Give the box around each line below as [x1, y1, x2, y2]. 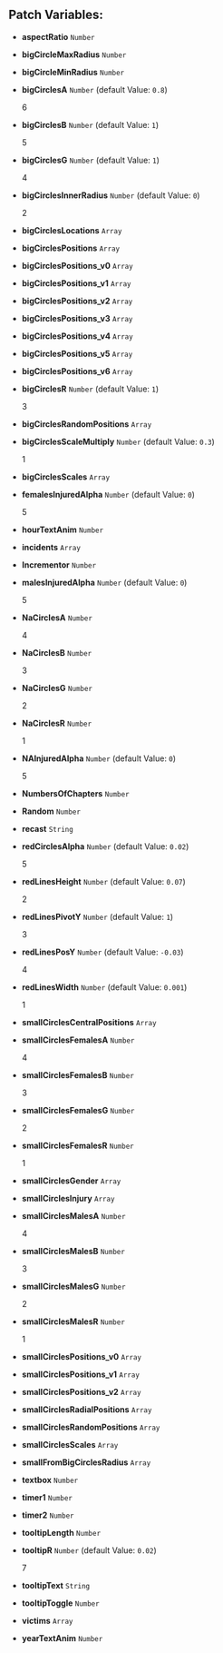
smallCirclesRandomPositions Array [21, 1421, 160, 1432]
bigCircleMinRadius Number [21, 66, 125, 77]
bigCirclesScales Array [21, 471, 111, 482]
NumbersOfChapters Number [21, 787, 130, 798]
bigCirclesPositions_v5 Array [21, 348, 133, 359]
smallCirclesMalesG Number [21, 1281, 126, 1292]
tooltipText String [21, 1579, 91, 1590]
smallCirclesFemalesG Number [21, 1104, 135, 1115]
